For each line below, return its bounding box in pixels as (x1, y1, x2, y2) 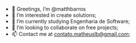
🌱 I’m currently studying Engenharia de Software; (11, 18, 130, 24)
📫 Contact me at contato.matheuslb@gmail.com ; (11, 31, 131, 37)
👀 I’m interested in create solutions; (11, 12, 97, 19)
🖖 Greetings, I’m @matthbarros (11, 6, 86, 12)
